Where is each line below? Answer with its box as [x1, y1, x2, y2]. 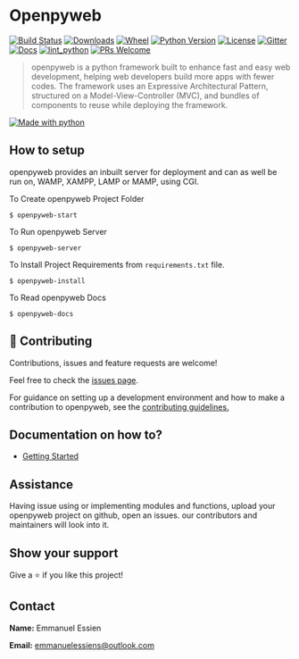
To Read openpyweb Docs [9, 292, 107, 303]
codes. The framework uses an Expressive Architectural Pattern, [30, 80, 269, 91]
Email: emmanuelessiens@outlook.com [9, 639, 154, 650]
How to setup [9, 143, 85, 158]
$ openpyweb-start [9, 211, 78, 220]
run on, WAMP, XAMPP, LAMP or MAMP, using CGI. [9, 176, 199, 187]
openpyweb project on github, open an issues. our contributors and [9, 510, 258, 521]
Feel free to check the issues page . [9, 374, 138, 385]
